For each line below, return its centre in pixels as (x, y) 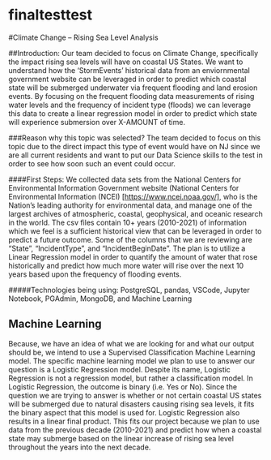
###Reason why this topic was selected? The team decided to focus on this (135, 138)
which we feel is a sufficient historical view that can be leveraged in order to (135, 231)
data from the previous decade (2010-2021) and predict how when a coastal (135, 430)
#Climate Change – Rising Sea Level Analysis (84, 37)
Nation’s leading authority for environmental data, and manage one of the (130, 205)
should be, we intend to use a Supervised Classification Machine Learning (132, 352)
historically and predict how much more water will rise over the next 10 (126, 265)
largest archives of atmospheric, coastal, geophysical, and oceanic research (135, 213)
